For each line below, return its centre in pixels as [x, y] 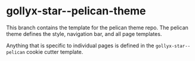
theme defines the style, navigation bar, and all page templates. [84, 33]
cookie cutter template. [55, 51]
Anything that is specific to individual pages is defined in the [80, 45]
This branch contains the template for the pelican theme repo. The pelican [97, 28]
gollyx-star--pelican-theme [76, 11]
